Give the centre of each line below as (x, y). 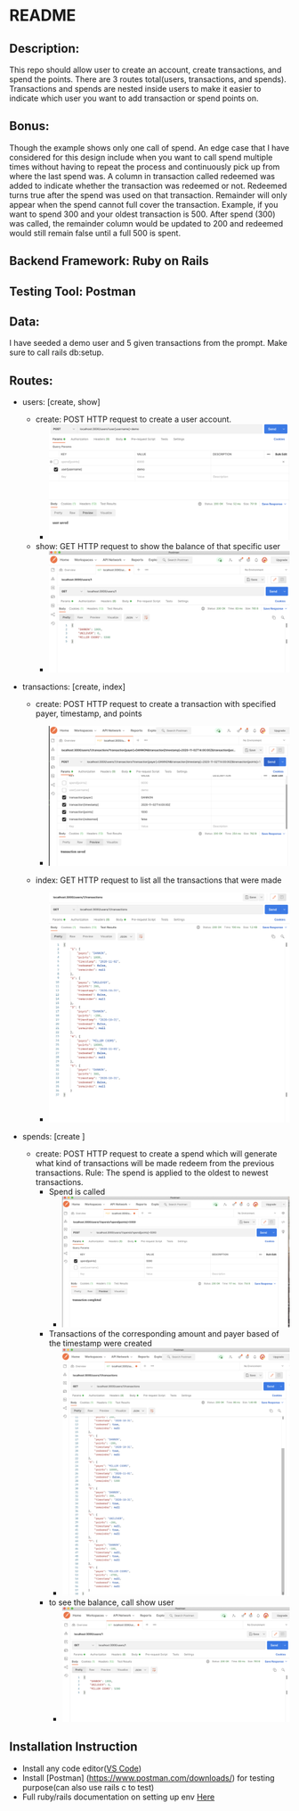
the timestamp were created (101, 1344)
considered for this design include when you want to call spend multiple (141, 157)
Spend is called (77, 1191)
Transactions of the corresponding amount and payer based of (164, 1334)
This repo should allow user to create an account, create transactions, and (145, 70)
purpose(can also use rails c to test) (88, 1787)
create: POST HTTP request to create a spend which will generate (156, 1153)
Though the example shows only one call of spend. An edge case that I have (149, 147)
